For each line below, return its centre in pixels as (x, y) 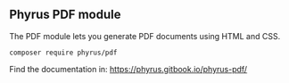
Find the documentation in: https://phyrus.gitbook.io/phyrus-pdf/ (128, 69)
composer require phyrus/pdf (63, 53)
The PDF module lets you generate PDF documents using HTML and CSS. (145, 36)
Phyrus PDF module (65, 15)
